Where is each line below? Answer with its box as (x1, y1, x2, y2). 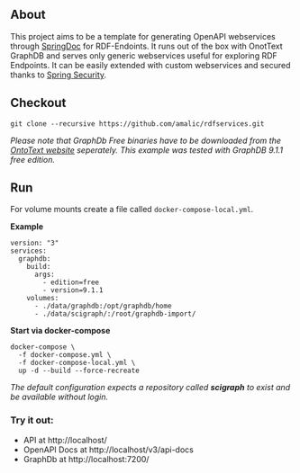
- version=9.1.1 (42, 286, 104, 295)
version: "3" (10, 238, 59, 248)
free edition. (10, 154, 56, 165)
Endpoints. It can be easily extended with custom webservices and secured (10, 59, 291, 70)
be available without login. (10, 391, 109, 403)
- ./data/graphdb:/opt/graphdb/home (33, 301, 172, 311)
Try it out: (10, 414, 54, 426)
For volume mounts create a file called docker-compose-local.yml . (10, 204, 254, 215)
